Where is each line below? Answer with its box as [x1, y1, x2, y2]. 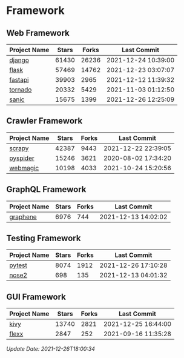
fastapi [9, 76, 29, 84]
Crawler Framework [6, 116, 83, 126]
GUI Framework [6, 291, 67, 302]
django [9, 56, 29, 64]
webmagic [9, 164, 39, 172]
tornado [9, 85, 32, 94]
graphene [9, 213, 38, 221]
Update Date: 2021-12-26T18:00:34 [6, 345, 96, 353]
